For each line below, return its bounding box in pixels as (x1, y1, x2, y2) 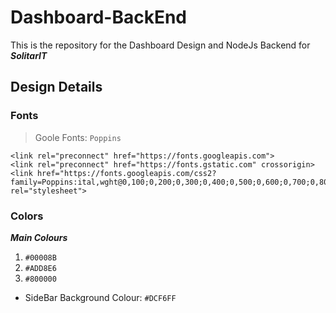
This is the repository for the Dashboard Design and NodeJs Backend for (10, 39, 311, 51)
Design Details (10, 79, 103, 96)
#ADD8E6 (24, 263, 57, 273)
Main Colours (10, 231, 68, 243)
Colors (10, 209, 44, 223)
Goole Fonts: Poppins (34, 131, 122, 143)
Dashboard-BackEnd (10, 6, 187, 29)
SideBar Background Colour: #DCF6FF (24, 291, 177, 303)
